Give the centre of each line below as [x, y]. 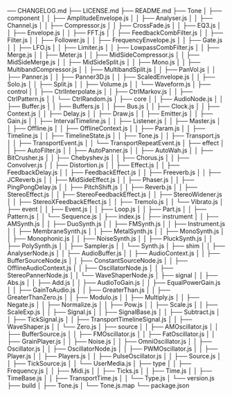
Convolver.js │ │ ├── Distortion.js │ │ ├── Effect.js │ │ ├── [93, 165]
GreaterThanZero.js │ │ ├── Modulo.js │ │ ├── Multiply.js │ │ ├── [103, 297]
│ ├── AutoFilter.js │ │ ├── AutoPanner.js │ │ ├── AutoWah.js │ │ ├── [110, 150]
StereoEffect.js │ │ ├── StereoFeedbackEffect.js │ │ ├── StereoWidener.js [115, 194]
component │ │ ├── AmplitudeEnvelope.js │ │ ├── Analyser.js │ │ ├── [110, 18]
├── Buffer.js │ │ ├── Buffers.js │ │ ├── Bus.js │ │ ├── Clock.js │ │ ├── [114, 106]
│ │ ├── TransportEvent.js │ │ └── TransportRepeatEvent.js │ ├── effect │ [116, 143]
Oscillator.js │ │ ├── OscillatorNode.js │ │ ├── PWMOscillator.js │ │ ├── [113, 349]
